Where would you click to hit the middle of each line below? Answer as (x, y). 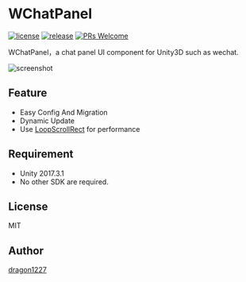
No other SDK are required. (64, 182)
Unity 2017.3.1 (42, 173)
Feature (28, 93)
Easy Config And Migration (64, 112)
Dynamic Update (47, 121)
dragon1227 (28, 270)
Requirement (41, 155)
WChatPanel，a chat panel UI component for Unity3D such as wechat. (124, 52)
